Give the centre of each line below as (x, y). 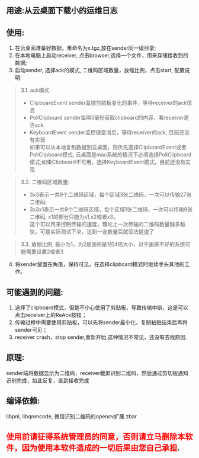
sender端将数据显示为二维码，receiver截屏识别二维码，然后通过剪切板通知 (97, 373)
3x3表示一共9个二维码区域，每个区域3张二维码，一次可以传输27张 (110, 195)
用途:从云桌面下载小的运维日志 (62, 11)
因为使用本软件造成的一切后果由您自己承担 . (101, 448)
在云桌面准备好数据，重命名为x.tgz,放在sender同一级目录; (85, 48)
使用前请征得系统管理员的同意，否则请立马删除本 (96, 437)
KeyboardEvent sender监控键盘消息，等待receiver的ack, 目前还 (107, 133)
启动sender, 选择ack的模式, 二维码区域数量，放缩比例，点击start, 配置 (100, 71)
